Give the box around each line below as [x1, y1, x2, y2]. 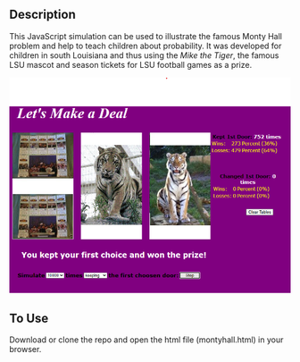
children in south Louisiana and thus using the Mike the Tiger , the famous [9, 49, 279, 61]
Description [9, 7, 76, 22]
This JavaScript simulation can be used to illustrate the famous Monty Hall [9, 30, 283, 41]
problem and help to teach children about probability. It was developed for [9, 40, 282, 51]
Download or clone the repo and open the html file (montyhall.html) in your [9, 334, 284, 345]
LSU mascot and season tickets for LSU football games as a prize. [9, 59, 253, 70]
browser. [9, 344, 42, 355]
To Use [9, 310, 49, 325]
